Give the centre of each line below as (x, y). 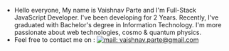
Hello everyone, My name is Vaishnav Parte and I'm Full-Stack (105, 10)
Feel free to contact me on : (55, 40)
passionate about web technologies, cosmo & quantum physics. (108, 32)
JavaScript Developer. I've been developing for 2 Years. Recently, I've (116, 17)
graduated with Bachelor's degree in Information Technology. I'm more (118, 25)
